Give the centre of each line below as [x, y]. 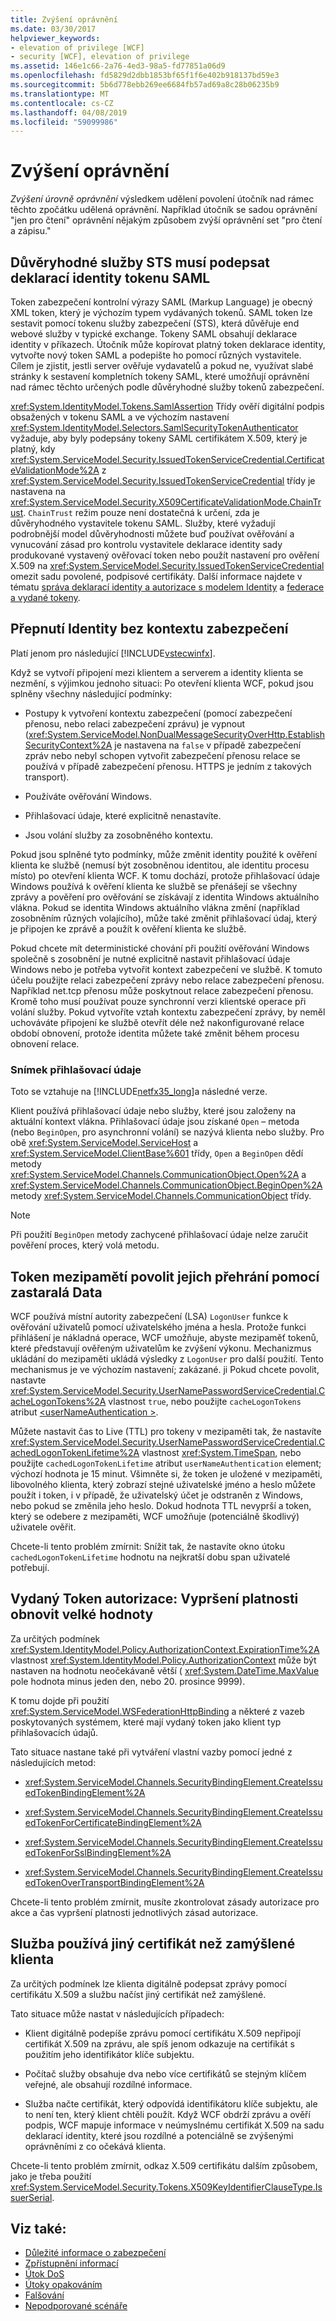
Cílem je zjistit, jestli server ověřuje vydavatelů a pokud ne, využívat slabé [162, 365]
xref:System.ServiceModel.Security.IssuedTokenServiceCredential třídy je [163, 480]
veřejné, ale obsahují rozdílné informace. [108, 2084]
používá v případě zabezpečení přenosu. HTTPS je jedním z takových [168, 766]
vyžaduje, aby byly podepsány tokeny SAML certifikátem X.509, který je [159, 438]
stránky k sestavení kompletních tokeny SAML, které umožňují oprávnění [160, 376]
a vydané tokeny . [45, 597]
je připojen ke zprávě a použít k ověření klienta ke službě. [128, 928]
